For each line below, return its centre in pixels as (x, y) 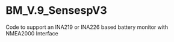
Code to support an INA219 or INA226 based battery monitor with (87, 27)
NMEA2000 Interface (32, 33)
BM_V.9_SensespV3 (57, 10)
